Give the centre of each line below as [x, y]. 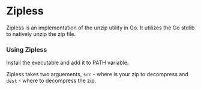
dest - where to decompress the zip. [51, 81]
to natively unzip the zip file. [41, 34]
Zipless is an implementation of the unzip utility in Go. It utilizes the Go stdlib [100, 28]
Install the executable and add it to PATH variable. [67, 63]
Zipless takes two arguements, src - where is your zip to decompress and [97, 74]
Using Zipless [27, 49]
